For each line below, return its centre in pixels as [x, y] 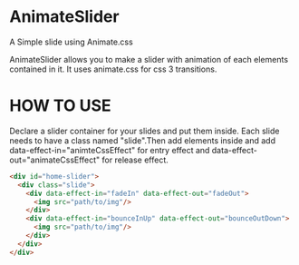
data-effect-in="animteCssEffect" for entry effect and [110, 150]
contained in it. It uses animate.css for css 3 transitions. [113, 69]
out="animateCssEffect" [55, 160]
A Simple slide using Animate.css [71, 42]
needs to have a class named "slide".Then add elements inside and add [143, 140]
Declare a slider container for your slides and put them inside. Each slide [145, 131]
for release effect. [135, 160]
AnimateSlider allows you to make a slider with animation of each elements [149, 59]
